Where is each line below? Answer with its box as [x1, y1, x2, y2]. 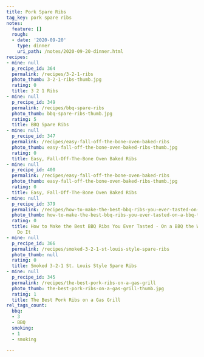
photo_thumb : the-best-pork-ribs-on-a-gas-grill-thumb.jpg [12, 285, 165, 291]
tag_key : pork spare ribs [6, 15, 72, 21]
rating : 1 [12, 291, 36, 297]
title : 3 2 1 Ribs [12, 88, 59, 94]
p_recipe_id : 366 [12, 240, 56, 246]
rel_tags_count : [6, 302, 47, 308]
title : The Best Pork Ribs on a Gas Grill [12, 297, 121, 303]
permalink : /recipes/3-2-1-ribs [12, 71, 94, 77]
